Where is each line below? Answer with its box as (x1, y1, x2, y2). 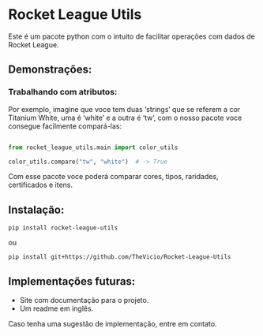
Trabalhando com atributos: (8, 87, 118, 98)
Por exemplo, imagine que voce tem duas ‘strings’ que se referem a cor (8, 104, 241, 114)
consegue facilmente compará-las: (8, 121, 122, 131)
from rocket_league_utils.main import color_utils (8, 144, 178, 151)
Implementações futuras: (8, 274, 136, 288)
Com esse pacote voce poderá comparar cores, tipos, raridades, (8, 172, 219, 181)
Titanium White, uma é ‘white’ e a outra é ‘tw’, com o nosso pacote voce (8, 113, 242, 122)
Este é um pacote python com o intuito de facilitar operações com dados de (8, 32, 255, 41)
